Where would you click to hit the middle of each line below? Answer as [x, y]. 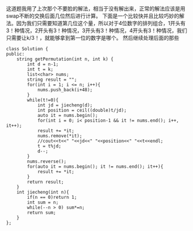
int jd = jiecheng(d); [65, 105]
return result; [46, 182]
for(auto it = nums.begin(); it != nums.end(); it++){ [95, 167]
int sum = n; [43, 202]
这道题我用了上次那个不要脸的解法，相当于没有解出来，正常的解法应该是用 [96, 8]
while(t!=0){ [43, 100]
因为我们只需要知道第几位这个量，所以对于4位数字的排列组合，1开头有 [101, 23]
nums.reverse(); [47, 161]
